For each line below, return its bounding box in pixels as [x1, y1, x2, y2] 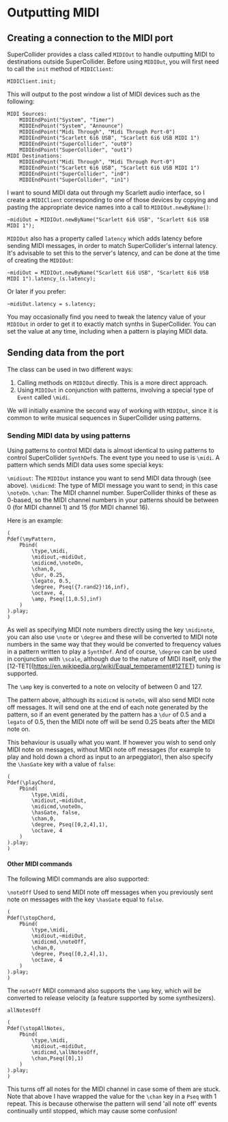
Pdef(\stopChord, [7, 914, 57, 922]
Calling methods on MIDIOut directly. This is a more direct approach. [16, 378, 208, 386]
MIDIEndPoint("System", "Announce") [19, 123, 124, 129]
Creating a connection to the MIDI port [7, 32, 173, 44]
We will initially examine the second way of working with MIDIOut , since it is [7, 406, 218, 414]
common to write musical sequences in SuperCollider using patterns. [7, 413, 201, 422]
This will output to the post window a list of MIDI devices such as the [7, 90, 200, 98]
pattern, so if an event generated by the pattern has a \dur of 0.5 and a [7, 710, 207, 719]
